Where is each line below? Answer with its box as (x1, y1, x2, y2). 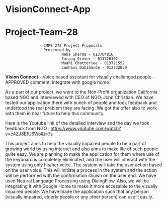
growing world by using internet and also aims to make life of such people (5, 146, 158, 152)
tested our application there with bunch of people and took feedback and (5, 99, 157, 106)
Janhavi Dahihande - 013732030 (61, 65, 127, 70)
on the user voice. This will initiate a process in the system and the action (5, 167, 157, 173)
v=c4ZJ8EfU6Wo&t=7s (5, 131, 53, 137)
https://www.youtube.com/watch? (50, 126, 121, 132)
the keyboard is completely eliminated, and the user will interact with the (5, 157, 155, 163)
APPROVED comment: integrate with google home (5, 79, 109, 85)
